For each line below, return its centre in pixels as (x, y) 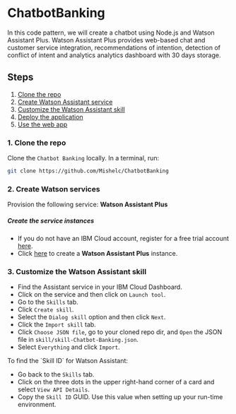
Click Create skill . (46, 309)
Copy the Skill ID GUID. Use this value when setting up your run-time (120, 397)
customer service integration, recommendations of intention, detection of (114, 47)
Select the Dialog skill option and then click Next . (92, 317)
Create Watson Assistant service (65, 102)
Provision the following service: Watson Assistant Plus (88, 205)
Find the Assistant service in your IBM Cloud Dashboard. (100, 287)
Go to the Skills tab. (48, 302)
